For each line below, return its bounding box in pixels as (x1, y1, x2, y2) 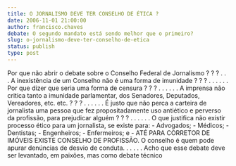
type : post (7, 50, 39, 57)
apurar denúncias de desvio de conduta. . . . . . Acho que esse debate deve (7, 143, 225, 152)
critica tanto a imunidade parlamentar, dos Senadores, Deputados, (7, 91, 200, 99)
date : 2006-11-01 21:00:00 (7, 17, 87, 24)
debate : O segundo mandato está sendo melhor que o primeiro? (7, 30, 194, 37)
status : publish (7, 43, 55, 50)
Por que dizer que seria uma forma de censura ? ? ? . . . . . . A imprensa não (7, 84, 225, 92)
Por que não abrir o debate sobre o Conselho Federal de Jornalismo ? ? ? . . (7, 68, 227, 77)
